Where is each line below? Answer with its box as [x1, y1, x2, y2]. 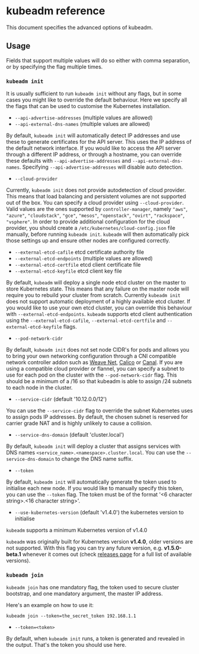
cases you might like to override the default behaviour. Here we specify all [6, 96, 188, 103]
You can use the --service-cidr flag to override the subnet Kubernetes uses [6, 407, 193, 414]
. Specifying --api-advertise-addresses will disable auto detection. [19, 163, 183, 170]
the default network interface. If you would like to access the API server [6, 144, 181, 152]
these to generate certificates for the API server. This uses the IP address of [6, 138, 192, 146]
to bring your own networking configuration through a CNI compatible [6, 352, 176, 360]
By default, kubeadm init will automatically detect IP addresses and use [6, 132, 181, 139]
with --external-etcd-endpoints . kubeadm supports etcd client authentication [6, 311, 192, 318]
